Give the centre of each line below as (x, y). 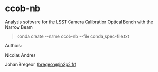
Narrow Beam (19, 27)
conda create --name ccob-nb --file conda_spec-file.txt (73, 36)
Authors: (14, 45)
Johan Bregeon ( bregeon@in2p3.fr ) (41, 64)
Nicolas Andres (20, 55)
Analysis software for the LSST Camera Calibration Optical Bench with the (79, 22)
